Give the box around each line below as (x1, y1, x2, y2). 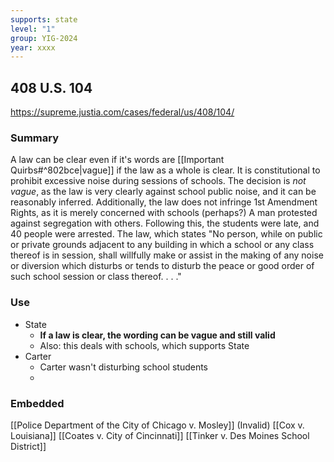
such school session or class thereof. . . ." (10, 271, 182, 283)
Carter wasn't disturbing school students (39, 361, 209, 373)
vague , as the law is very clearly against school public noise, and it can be (10, 186, 317, 198)
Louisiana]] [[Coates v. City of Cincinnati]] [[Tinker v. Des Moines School (10, 429, 310, 441)
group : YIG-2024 (10, 33, 78, 43)
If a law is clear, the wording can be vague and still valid (39, 329, 276, 341)
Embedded (10, 396, 65, 410)
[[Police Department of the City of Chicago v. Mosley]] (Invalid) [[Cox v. (10, 419, 305, 431)
